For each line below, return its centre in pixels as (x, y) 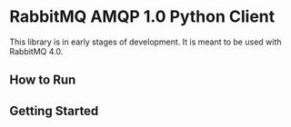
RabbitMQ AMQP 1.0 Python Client (142, 17)
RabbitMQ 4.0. (36, 51)
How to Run (43, 80)
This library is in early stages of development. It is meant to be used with (145, 42)
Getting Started (54, 111)
